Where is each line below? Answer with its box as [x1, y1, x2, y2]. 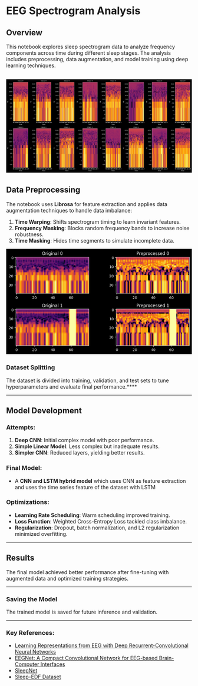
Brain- [159, 655, 174, 662]
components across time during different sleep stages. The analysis [6, 49, 171, 57]
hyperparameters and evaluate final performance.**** [6, 383, 137, 390]
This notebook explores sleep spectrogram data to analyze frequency [6, 43, 176, 50]
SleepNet [14, 667, 38, 674]
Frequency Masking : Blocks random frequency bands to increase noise [14, 224, 190, 231]
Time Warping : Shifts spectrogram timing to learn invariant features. [14, 218, 181, 225]
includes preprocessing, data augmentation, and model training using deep [6, 56, 189, 62]
